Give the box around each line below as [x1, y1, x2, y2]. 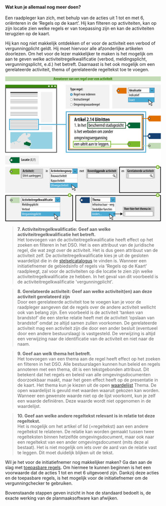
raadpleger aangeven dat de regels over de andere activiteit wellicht [17, 304, 156, 310]
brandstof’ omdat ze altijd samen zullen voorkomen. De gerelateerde [17, 320, 157, 326]
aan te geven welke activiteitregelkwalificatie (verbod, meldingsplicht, [5, 56, 147, 62]
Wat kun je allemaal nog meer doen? [5, 4, 82, 10]
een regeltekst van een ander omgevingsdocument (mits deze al [17, 439, 149, 445]
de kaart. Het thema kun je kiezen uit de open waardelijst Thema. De [17, 382, 157, 388]
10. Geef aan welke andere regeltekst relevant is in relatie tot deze [17, 413, 155, 419]
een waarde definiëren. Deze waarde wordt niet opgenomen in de [17, 398, 151, 404]
